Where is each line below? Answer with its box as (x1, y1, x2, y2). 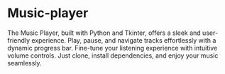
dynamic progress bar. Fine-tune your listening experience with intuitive (7, 43, 218, 52)
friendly (7, 36, 31, 44)
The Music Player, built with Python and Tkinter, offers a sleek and (7, 28, 201, 37)
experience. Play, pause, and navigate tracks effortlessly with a (31, 36, 216, 44)
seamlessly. (7, 58, 42, 67)
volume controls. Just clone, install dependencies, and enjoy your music (7, 51, 219, 60)
